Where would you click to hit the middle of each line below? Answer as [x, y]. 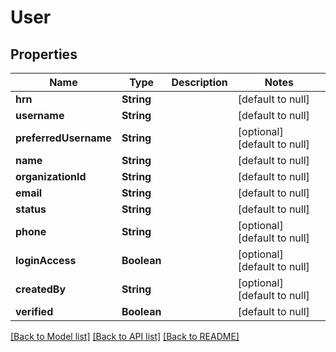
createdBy [41, 289]
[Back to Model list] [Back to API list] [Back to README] [125, 336]
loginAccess [46, 260]
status [31, 209]
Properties [44, 54]
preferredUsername [63, 138]
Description [199, 82]
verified [34, 311]
